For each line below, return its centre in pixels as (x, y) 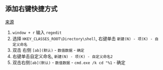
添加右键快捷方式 (31, 9)
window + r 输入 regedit (37, 32)
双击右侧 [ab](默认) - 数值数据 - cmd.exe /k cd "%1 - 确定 (69, 62)
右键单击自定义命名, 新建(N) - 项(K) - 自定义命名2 (62, 56)
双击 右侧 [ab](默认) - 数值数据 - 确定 (48, 50)
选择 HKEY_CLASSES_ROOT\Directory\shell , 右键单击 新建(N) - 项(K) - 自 (85, 38)
